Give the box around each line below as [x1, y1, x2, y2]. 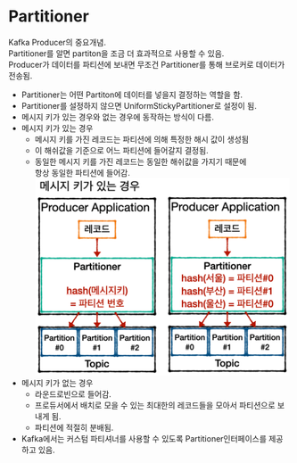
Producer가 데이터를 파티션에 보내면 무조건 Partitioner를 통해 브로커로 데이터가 [8, 59, 285, 70]
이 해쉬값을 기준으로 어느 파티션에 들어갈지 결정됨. [34, 145, 209, 155]
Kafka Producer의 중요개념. [8, 37, 106, 47]
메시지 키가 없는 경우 [21, 377, 94, 389]
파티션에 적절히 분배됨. [34, 422, 114, 434]
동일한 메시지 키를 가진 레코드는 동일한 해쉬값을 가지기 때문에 [34, 156, 247, 167]
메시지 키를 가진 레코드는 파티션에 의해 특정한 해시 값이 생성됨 [34, 134, 249, 145]
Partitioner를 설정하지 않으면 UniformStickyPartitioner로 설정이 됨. [21, 100, 258, 111]
